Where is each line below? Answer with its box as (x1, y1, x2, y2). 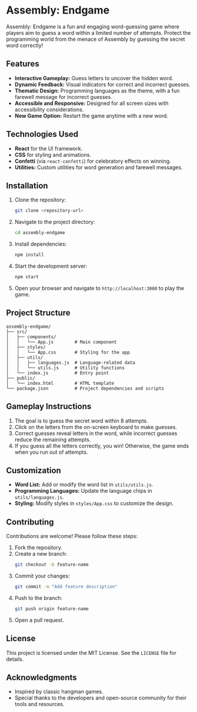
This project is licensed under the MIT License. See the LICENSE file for (6, 649, 176, 656)
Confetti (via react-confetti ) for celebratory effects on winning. (14, 157, 172, 164)
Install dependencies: (14, 240, 67, 248)
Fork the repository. (14, 544, 63, 551)
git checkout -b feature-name (14, 562, 89, 568)
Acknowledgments (6, 673, 78, 683)
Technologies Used (6, 129, 78, 139)
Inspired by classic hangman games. (14, 688, 103, 695)
